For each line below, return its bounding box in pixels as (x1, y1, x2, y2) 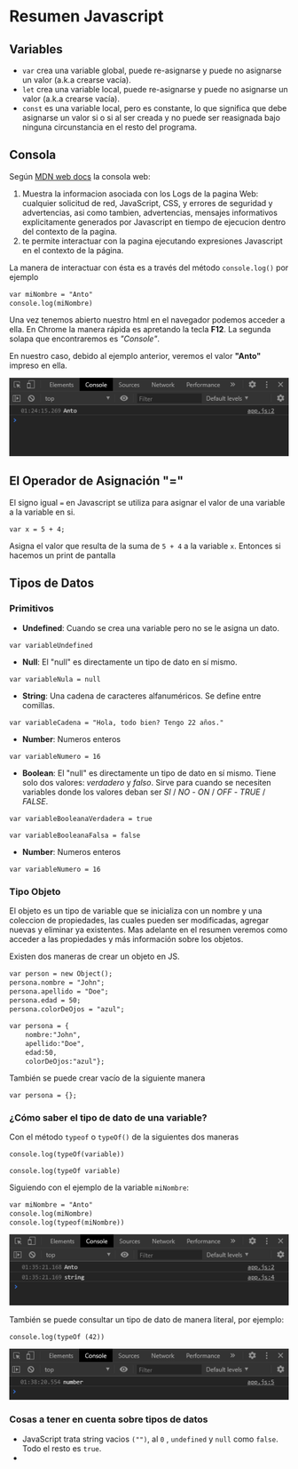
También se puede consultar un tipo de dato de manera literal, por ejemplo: (9, 1314, 285, 1325)
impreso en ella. (9, 360, 68, 371)
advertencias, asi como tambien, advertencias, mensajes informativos (21, 207, 278, 218)
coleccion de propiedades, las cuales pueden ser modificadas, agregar (9, 914, 269, 925)
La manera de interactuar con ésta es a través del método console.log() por (9, 262, 289, 273)
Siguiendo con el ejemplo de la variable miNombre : (9, 1182, 189, 1193)
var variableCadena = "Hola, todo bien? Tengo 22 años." (9, 718, 224, 727)
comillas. (21, 699, 55, 710)
